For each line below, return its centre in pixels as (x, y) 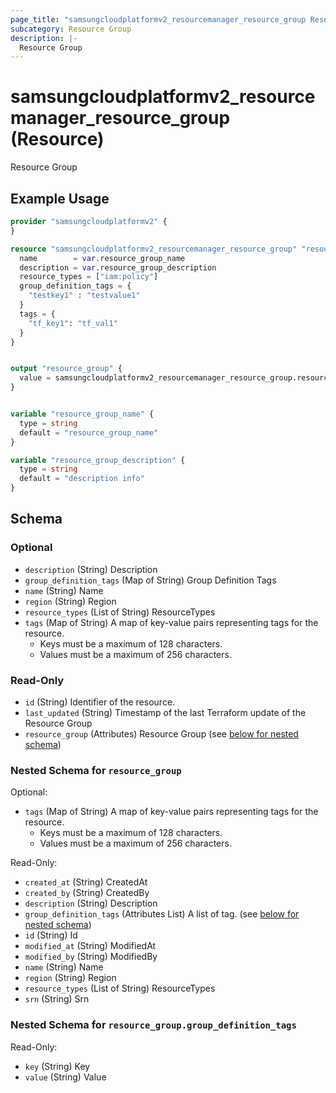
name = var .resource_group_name (102, 258)
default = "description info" (82, 479)
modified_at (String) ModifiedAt (90, 946)
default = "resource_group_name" (89, 432)
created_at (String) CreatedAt (86, 882)
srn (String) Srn (57, 999)
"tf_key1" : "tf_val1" (73, 323)
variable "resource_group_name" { (82, 414)
